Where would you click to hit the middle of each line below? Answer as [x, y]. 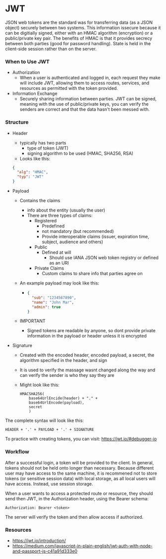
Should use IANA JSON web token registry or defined [104, 258]
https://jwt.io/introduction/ [39, 541]
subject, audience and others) [72, 242]
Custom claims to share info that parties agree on [92, 274]
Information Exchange [35, 94]
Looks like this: [35, 158]
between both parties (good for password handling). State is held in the [78, 43]
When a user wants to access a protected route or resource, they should [79, 493]
